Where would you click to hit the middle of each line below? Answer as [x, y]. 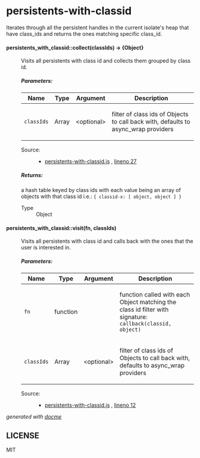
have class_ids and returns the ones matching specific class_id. [84, 33]
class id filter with [144, 310]
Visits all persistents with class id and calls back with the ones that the [107, 241]
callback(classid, [145, 324]
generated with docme [34, 417]
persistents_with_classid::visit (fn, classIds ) [61, 228]
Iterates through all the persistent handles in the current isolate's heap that [98, 27]
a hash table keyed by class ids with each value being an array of [101, 190]
